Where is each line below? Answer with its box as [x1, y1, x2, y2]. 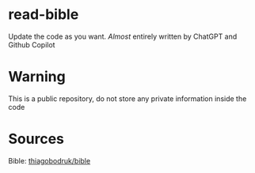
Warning [8, 68, 66, 86]
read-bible [8, 6, 79, 24]
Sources [8, 130, 65, 148]
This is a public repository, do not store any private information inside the [8, 93, 247, 103]
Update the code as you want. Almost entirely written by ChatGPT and [8, 32, 238, 41]
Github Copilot [8, 39, 55, 49]
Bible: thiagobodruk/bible [8, 156, 91, 165]
